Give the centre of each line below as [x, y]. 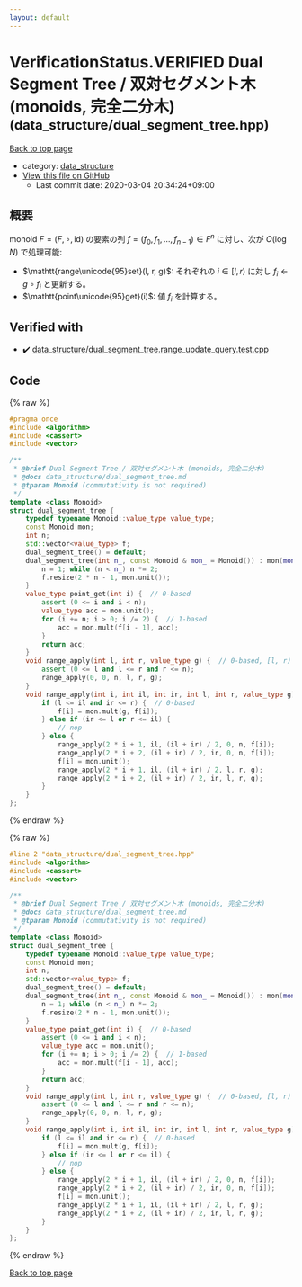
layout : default [40, 18]
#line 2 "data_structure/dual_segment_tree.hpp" [102, 854]
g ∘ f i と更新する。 [57, 285]
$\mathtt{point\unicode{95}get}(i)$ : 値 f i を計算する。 [122, 298]
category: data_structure [68, 165]
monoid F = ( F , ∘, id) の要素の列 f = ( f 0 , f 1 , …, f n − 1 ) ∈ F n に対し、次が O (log [148, 239]
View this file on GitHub [66, 175]
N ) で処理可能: [36, 252]
